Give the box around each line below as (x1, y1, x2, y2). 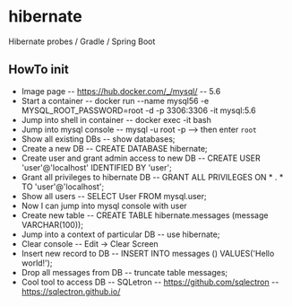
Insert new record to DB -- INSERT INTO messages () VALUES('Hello (21, 248, 275, 258)
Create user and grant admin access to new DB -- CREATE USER (21, 153, 261, 163)
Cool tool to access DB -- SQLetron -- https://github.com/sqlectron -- (21, 276, 279, 287)
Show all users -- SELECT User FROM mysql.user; (21, 190, 207, 201)
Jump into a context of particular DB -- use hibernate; (21, 229, 220, 240)
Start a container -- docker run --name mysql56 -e (21, 95, 210, 106)
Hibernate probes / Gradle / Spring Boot (8, 36, 156, 47)
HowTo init (8, 62, 69, 77)
